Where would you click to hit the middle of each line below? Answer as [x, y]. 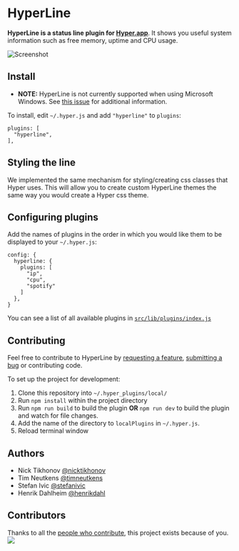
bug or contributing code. [45, 366]
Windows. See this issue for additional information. [92, 101]
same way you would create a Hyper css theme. [78, 195]
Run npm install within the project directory [82, 401]
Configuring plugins [53, 217]
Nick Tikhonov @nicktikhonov [61, 470]
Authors [26, 453]
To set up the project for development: [64, 379]
